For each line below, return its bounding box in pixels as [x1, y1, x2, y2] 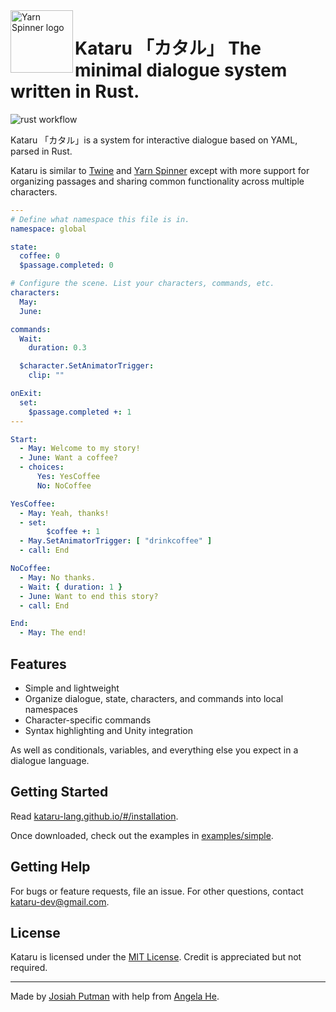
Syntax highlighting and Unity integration [24, 725, 193, 736]
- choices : [19, 462, 65, 473]
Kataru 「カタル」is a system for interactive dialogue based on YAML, [10, 134, 298, 146]
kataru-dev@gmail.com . [10, 895, 110, 908]
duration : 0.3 [28, 343, 87, 353]
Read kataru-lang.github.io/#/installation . [10, 810, 179, 822]
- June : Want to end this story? [19, 591, 159, 601]
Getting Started [10, 784, 109, 801]
